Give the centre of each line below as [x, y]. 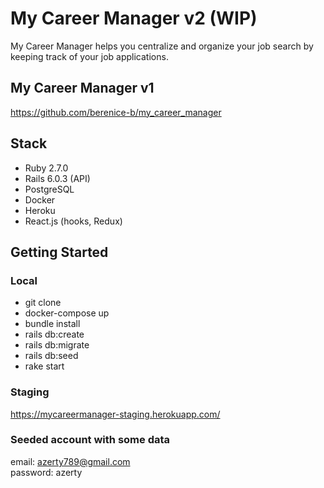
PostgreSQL [49, 189]
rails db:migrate [57, 345]
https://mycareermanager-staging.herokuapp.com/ [115, 414]
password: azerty [46, 472]
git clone [43, 303]
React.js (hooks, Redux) [73, 221]
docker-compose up [67, 313]
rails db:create [54, 334]
